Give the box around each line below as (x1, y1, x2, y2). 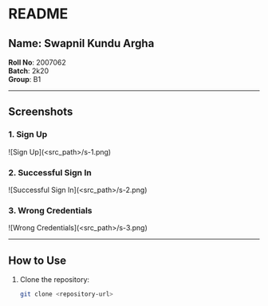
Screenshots (8, 105, 73, 119)
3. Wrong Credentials (8, 205, 93, 216)
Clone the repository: (19, 275, 90, 284)
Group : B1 (8, 75, 41, 84)
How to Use (8, 253, 67, 267)
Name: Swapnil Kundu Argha (8, 37, 155, 50)
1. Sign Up (8, 129, 48, 140)
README (8, 5, 69, 23)
